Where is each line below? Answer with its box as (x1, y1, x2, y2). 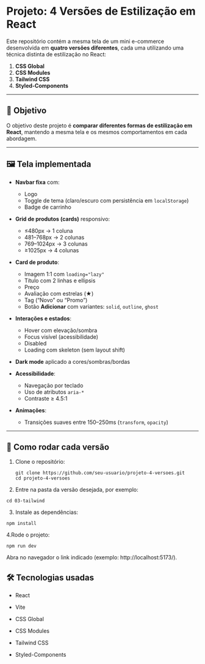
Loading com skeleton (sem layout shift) (24, 346, 125, 353)
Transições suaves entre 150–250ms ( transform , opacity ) (24, 418, 169, 426)
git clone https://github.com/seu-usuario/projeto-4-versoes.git (15, 470, 185, 476)
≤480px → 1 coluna (24, 227, 73, 234)
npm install (6, 521, 37, 527)
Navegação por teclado (24, 382, 84, 389)
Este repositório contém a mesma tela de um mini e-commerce (6, 37, 165, 45)
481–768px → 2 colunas (24, 233, 85, 241)
